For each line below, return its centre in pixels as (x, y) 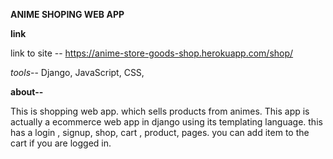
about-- (27, 92)
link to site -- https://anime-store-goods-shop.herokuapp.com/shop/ (152, 53)
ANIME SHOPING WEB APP (67, 14)
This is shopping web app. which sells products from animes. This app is (160, 111)
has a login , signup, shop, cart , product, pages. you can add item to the (160, 132)
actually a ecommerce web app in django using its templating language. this (166, 122)
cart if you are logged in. (61, 143)
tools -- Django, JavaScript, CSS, (77, 72)
